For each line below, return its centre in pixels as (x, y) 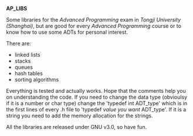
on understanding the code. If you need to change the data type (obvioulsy (97, 97)
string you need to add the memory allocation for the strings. (79, 116)
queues (24, 67)
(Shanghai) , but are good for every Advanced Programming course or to (94, 26)
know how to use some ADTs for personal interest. (67, 32)
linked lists (27, 55)
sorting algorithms (37, 79)
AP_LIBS (17, 8)
